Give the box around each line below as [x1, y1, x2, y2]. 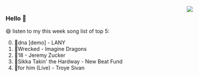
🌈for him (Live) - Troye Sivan [14, 65, 85, 72]
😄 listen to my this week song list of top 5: [5, 28, 110, 35]
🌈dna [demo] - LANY [14, 39, 66, 46]
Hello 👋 [5, 14, 27, 23]
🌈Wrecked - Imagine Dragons [14, 46, 87, 53]
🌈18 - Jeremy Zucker [14, 52, 66, 59]
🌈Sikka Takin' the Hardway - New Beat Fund [14, 58, 123, 65]
